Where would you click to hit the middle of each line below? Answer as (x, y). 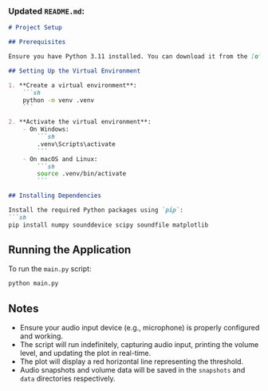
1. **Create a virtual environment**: (73, 85)
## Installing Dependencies (55, 196)
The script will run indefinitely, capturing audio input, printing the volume (139, 345)
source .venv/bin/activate (82, 174)
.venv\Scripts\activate (76, 144)
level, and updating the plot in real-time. (85, 353)
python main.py (33, 284)
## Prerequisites (37, 42)
